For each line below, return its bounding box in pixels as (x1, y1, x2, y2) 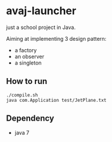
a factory (14, 46, 37, 54)
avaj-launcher (6, 4, 77, 18)
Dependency (6, 114, 54, 124)
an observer (14, 53, 44, 60)
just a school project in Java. (6, 24, 76, 31)
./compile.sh (6, 92, 38, 98)
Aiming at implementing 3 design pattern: (6, 35, 107, 42)
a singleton (14, 59, 42, 66)
